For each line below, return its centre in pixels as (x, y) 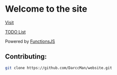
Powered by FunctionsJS (30, 41)
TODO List (15, 32)
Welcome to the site (46, 9)
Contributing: (26, 57)
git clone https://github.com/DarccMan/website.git (58, 68)
